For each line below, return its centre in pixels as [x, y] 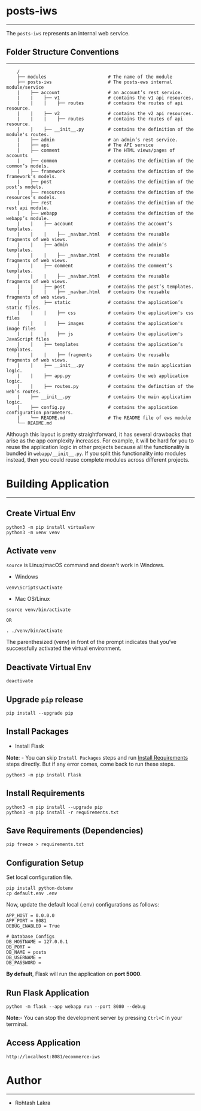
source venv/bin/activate [38, 610]
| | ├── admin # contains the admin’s [92, 245]
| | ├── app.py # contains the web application [103, 376]
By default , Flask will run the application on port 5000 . [74, 974]
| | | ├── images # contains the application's [100, 323]
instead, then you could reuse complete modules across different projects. [98, 459]
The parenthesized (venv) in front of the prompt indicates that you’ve [91, 642]
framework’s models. [32, 176]
